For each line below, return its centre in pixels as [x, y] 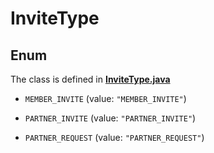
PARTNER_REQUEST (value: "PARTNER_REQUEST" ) [114, 137]
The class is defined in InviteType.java [90, 79]
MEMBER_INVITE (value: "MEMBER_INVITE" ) [105, 98]
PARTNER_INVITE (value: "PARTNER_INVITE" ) [110, 118]
